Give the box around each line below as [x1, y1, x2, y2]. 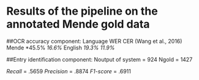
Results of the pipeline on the [6, 4, 158, 18]
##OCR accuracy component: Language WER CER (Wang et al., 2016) [6, 37, 182, 45]
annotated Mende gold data [6, 17, 150, 31]
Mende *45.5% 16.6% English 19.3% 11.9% [6, 44, 115, 51]
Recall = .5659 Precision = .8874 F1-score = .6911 [6, 67, 132, 75]
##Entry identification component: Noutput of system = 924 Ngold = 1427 [6, 56, 193, 63]
